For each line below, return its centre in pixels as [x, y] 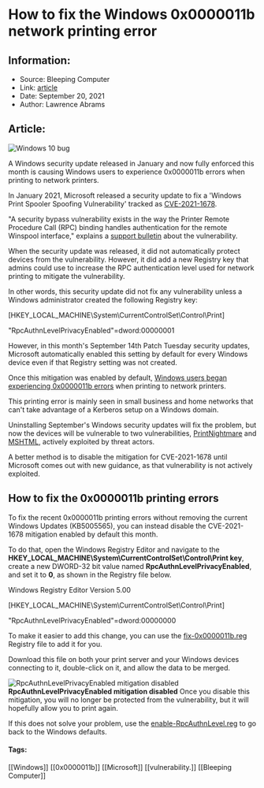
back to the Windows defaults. [58, 731]
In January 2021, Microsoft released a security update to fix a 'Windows [125, 195]
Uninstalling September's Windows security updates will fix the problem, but [132, 425]
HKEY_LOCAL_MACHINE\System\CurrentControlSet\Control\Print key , [126, 558]
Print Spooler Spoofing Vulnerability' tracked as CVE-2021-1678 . [113, 203]
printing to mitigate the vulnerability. [67, 276]
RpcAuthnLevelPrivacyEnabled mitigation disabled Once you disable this [129, 691]
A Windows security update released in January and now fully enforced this [131, 163]
